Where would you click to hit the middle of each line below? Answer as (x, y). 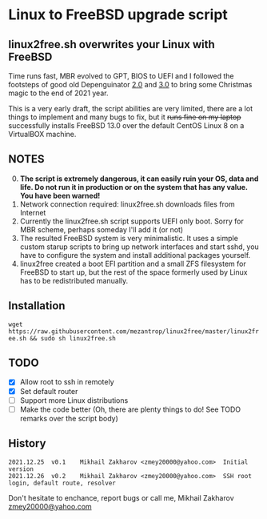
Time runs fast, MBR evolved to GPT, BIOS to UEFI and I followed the (121, 76)
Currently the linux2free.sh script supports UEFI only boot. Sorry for (132, 221)
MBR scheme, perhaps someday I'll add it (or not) (102, 229)
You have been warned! (60, 195)
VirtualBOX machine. (42, 134)
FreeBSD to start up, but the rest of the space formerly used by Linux (133, 272)
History (27, 443)
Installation (37, 306)
